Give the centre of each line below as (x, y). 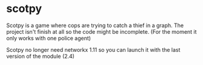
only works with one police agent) (48, 38)
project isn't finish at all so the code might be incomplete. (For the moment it (101, 31)
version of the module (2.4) (40, 56)
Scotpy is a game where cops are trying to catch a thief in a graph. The (95, 25)
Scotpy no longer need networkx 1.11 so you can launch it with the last (93, 49)
